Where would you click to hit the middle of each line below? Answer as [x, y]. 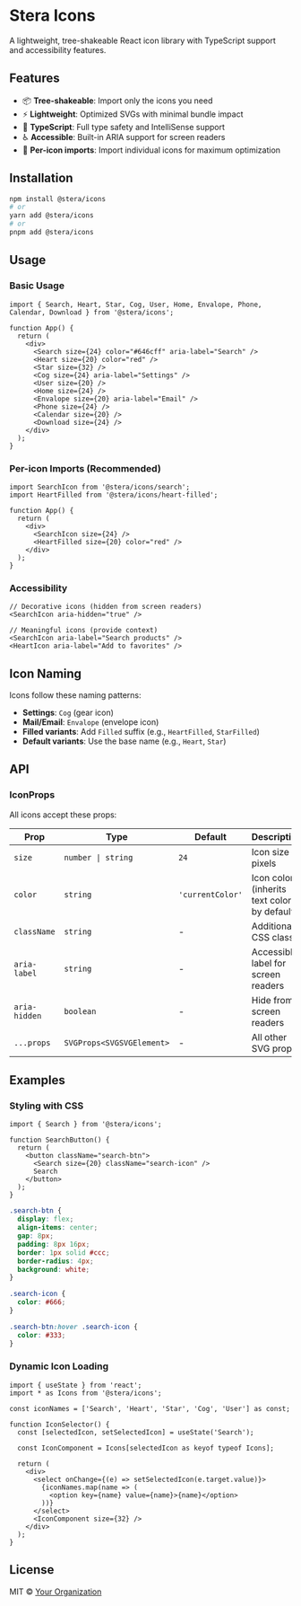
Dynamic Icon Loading [59, 1366]
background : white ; [54, 1269]
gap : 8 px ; [35, 1236]
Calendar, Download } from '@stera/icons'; [92, 312]
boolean [80, 1011]
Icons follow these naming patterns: [75, 695]
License [32, 1570]
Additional [273, 926]
